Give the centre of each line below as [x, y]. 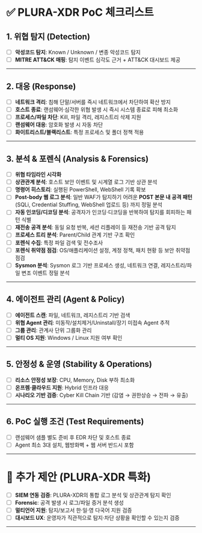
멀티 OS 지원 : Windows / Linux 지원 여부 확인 [69, 337]
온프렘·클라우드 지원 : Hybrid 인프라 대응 [62, 388]
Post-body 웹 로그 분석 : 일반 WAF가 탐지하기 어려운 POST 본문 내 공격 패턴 [103, 197]
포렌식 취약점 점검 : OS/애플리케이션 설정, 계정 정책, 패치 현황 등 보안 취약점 [103, 250]
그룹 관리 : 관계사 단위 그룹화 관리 [53, 330]
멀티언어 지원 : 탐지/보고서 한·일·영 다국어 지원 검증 [73, 510]
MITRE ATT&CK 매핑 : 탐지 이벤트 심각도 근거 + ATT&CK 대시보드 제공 [98, 60]
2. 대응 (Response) [41, 86]
